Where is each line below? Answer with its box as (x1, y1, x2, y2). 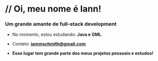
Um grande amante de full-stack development (5, 21, 117, 28)
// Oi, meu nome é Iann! (5, 3, 102, 15)
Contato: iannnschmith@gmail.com (12, 41, 86, 47)
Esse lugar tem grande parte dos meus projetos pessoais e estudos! (12, 50, 154, 56)
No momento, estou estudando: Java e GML (12, 31, 102, 37)
